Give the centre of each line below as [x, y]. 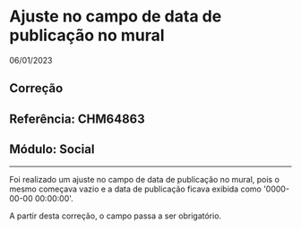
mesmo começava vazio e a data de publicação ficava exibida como [135, 189]
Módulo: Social [52, 149]
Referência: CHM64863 [77, 119]
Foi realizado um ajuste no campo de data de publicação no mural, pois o [145, 179]
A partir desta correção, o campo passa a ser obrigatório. [116, 216]
